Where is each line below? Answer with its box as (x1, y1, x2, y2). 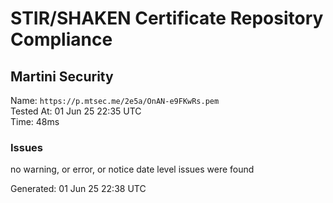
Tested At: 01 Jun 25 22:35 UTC (10, 105, 142, 117)
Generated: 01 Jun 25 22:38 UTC (10, 183, 147, 195)
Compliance (10, 28, 113, 51)
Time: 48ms (10, 116, 60, 127)
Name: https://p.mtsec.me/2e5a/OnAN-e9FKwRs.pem (10, 95, 220, 106)
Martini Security (10, 68, 114, 85)
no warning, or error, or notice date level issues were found (10, 163, 255, 176)
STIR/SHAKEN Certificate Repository (10, 7, 324, 30)
